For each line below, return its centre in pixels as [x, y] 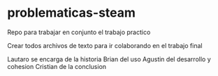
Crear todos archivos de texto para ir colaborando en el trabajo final [105, 45]
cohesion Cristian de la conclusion [57, 66]
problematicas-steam [72, 13]
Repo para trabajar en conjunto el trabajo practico [79, 32]
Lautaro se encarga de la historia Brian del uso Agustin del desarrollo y [109, 59]
